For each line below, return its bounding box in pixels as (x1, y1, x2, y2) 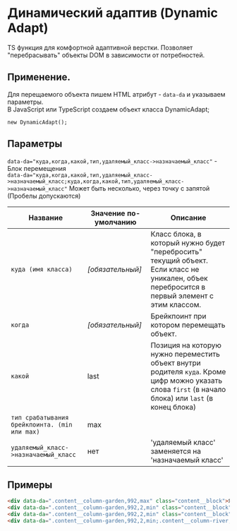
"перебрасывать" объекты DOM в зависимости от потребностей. (7, 51, 205, 59)
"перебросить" (150, 246, 202, 256)
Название (28, 213, 63, 222)
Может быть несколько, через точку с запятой (68, 184, 210, 192)
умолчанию (94, 217, 137, 227)
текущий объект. (150, 256, 208, 265)
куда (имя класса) (11, 265, 73, 273)
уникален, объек (150, 273, 208, 283)
